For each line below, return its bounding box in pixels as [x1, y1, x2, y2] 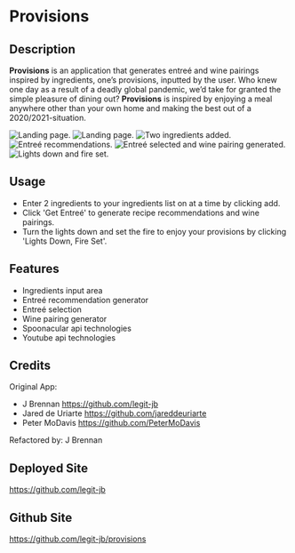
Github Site [9, 509, 73, 525]
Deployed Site [9, 461, 89, 476]
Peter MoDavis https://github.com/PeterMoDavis [21, 418, 201, 429]
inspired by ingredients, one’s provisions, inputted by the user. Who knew [9, 75, 277, 85]
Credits [9, 358, 52, 373]
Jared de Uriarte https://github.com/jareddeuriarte [21, 408, 207, 419]
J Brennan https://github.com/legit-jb [21, 398, 158, 410]
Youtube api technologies [21, 332, 116, 343]
